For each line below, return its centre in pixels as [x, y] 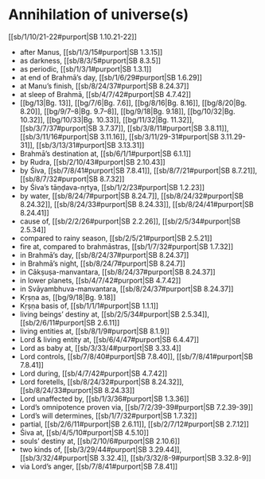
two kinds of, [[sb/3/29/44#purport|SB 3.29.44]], [100, 449]
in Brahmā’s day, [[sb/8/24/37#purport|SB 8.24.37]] [104, 255]
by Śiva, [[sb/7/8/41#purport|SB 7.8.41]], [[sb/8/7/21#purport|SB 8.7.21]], [138, 170]
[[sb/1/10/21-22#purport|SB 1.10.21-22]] [72, 37]
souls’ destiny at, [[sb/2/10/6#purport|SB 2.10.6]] [100, 441]
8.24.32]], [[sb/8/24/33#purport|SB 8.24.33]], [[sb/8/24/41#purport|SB [136, 204]
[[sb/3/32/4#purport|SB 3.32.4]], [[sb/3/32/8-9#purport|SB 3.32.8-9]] [136, 458]
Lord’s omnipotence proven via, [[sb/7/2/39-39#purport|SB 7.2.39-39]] [136, 407]
